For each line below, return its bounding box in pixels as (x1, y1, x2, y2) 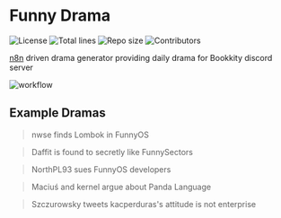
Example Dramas (9, 105, 106, 121)
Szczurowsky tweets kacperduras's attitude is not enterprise (31, 198, 257, 209)
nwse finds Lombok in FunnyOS (31, 129, 150, 140)
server (9, 62, 34, 73)
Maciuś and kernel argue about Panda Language (31, 181, 212, 192)
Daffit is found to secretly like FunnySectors (31, 146, 193, 157)
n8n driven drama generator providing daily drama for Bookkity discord (9, 52, 273, 63)
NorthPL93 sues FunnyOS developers (31, 163, 171, 175)
